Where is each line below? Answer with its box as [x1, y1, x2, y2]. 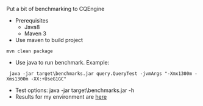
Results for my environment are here [15, 93, 107, 100]
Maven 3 [24, 30, 47, 37]
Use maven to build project [15, 37, 84, 43]
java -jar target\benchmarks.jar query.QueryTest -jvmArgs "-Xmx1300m [9, 71, 192, 77]
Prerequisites [15, 17, 49, 24]
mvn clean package [6, 48, 53, 54]
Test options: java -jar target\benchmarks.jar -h [15, 87, 135, 94]
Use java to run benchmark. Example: [15, 59, 110, 66]
